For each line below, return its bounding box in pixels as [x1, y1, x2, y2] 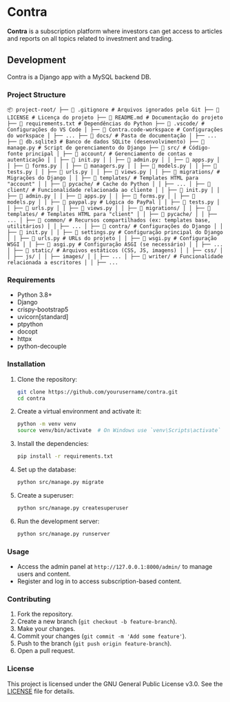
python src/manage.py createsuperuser [17, 505, 129, 511]
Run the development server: [17, 517, 100, 525]
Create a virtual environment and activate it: [17, 407, 142, 416]
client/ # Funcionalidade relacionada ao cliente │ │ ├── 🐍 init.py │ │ [7, 187, 220, 194]
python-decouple [17, 342, 67, 351]
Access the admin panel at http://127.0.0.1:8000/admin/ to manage [17, 562, 213, 570]
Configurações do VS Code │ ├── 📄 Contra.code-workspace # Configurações [7, 126, 224, 133]
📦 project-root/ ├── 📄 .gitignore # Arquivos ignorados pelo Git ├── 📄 [7, 106, 220, 114]
